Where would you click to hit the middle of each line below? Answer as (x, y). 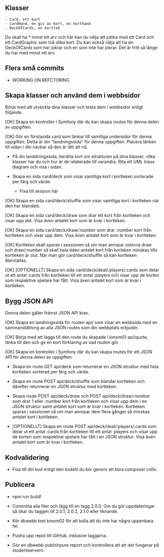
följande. (14, 112)
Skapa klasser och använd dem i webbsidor (73, 95)
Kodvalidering (27, 458)
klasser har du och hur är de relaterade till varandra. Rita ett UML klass (83, 162)
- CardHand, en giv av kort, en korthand (48, 24)
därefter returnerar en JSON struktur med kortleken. (65, 387)
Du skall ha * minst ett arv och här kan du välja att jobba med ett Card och (80, 37)
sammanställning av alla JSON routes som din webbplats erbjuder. (72, 328)
